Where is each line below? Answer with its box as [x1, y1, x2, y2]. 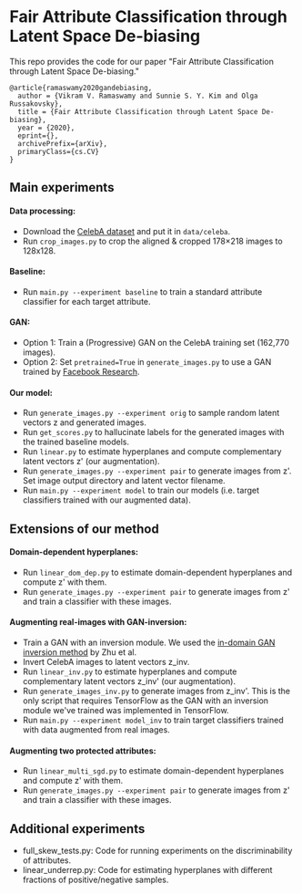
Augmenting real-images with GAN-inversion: [9, 617, 187, 628]
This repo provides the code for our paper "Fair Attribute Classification [9, 56, 275, 67]
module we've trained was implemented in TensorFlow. [22, 704, 229, 715]
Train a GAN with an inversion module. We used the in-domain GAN [22, 637, 276, 648]
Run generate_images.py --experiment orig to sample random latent [22, 408, 280, 419]
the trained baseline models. [22, 436, 130, 448]
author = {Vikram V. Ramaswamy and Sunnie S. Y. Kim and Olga [17, 91, 258, 100]
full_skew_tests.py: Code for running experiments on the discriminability [22, 845, 293, 856]
